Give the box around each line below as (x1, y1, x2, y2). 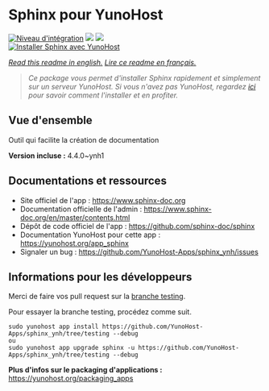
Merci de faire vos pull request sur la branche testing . (8, 292, 186, 302)
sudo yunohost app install (8, 322, 99, 331)
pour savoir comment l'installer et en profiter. (27, 90, 179, 100)
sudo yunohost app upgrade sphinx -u (8, 344, 135, 352)
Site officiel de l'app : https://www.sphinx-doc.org (19, 195, 186, 205)
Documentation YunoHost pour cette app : (19, 230, 161, 239)
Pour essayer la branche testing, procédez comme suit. (8, 307, 192, 317)
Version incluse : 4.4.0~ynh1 (8, 151, 105, 160)
